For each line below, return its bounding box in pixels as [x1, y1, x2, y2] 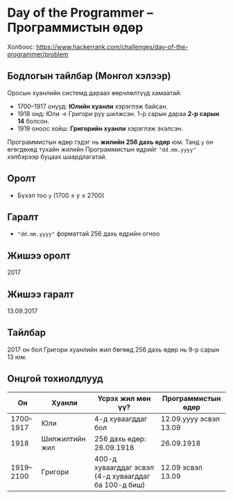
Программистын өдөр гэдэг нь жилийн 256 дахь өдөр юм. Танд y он [7, 138, 214, 146]
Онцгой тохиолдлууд [7, 373, 103, 385]
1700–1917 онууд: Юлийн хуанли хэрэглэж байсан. [17, 102, 169, 111]
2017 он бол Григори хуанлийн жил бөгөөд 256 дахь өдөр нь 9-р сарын [7, 345, 220, 354]
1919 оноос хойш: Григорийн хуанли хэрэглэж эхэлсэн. [17, 124, 184, 133]
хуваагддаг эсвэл [94, 462, 155, 472]
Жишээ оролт [7, 250, 71, 261]
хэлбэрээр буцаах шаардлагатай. [7, 152, 107, 161]
